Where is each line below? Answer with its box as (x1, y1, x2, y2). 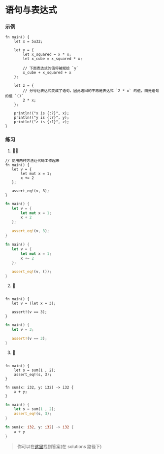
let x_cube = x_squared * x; (23, 56, 83, 62)
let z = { (14, 83, 34, 88)
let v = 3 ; (11, 327, 34, 332)
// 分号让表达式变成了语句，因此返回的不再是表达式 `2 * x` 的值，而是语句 (23, 88, 159, 94)
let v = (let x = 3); (11, 301, 56, 306)
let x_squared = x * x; (23, 52, 71, 57)
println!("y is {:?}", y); (14, 115, 69, 120)
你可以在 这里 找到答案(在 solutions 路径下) (17, 443, 102, 449)
